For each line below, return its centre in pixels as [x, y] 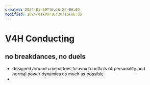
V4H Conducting [40, 39]
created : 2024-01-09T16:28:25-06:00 [42, 10]
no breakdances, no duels [45, 57]
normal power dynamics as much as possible [58, 74]
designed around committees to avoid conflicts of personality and [79, 68]
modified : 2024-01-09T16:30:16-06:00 [44, 14]
